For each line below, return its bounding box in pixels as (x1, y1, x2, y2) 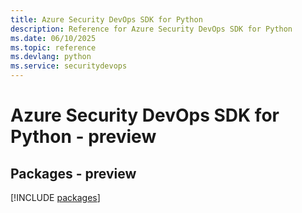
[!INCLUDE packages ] (10, 192, 101, 203)
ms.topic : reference (10, 42, 97, 53)
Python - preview (10, 126, 157, 148)
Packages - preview (10, 165, 137, 182)
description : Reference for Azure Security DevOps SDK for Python (10, 24, 293, 34)
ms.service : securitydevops (10, 61, 128, 71)
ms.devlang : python (10, 52, 92, 62)
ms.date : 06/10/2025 (10, 33, 97, 43)
